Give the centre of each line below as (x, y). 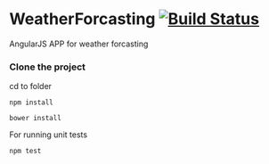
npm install (31, 102)
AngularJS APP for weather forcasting (79, 44)
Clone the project (48, 67)
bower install (36, 119)
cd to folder (30, 86)
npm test (25, 152)
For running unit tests (48, 135)
